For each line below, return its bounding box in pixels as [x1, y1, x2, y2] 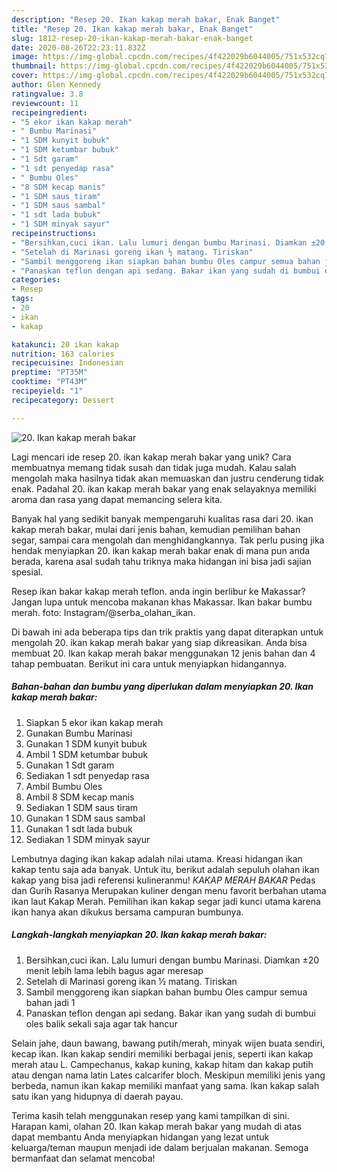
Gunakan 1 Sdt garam [25, 759, 115, 771]
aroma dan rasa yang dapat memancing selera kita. [11, 493, 223, 505]
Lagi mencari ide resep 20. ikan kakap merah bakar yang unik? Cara [11, 451, 292, 463]
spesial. [11, 566, 44, 578]
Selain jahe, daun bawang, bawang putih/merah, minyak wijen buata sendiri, [11, 1037, 326, 1049]
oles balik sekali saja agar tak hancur [25, 1017, 178, 1030]
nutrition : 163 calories [11, 349, 115, 359]
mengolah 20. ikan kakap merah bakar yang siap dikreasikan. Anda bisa [11, 636, 308, 648]
